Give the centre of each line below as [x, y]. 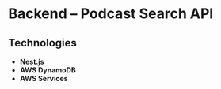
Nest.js [32, 61]
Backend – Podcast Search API [111, 14]
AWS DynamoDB [48, 70]
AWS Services [44, 78]
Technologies [43, 43]
